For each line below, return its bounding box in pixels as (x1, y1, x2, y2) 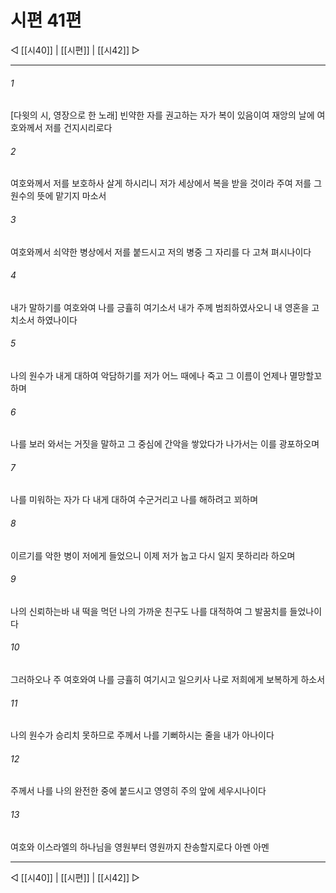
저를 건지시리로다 (44, 122, 113, 134)
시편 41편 (10, 9, 82, 32)
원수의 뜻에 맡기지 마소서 (10, 190, 107, 202)
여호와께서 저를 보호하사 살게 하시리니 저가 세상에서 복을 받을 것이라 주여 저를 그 (10, 177, 323, 190)
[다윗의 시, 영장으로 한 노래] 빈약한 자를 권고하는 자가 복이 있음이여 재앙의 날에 (10, 109, 315, 121)
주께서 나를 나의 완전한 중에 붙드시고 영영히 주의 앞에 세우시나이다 (10, 785, 267, 797)
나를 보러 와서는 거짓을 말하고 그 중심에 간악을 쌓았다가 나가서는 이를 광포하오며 (10, 438, 320, 450)
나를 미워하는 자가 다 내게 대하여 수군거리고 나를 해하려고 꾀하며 (10, 494, 259, 506)
